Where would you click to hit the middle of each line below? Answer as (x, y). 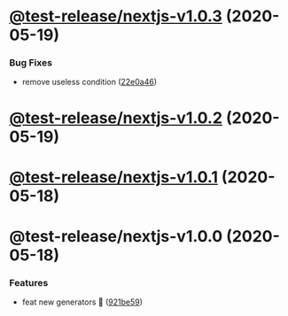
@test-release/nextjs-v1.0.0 (116, 237)
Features (29, 282)
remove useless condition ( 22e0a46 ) (90, 82)
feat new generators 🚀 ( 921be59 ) (82, 302)
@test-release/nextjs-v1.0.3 (116, 16)
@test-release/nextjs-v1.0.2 (116, 118)
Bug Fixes (31, 63)
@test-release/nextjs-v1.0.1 (114, 177)
